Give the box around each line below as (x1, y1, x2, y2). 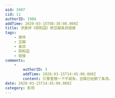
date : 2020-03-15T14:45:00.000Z (5, 81, 72, 86)
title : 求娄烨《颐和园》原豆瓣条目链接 (5, 26, 76, 31)
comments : (5, 58, 26, 63)
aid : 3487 (5, 7, 26, 12)
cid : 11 (5, 12, 21, 17)
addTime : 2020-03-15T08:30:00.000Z (5, 21, 78, 26)
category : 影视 (5, 85, 35, 91)
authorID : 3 (23, 67, 48, 72)
